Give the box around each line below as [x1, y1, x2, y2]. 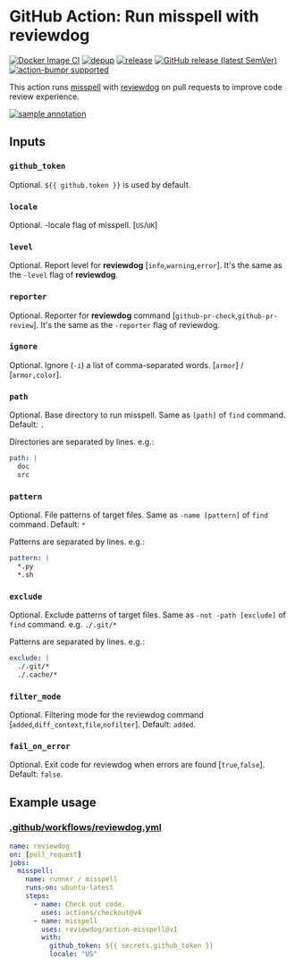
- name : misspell [32, 916, 98, 926]
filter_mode [9, 691, 62, 701]
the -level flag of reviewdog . [9, 270, 119, 281]
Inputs [9, 134, 46, 149]
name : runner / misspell [25, 875, 118, 884]
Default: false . [9, 769, 63, 779]
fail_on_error [9, 741, 71, 752]
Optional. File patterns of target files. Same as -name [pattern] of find [9, 509, 268, 520]
